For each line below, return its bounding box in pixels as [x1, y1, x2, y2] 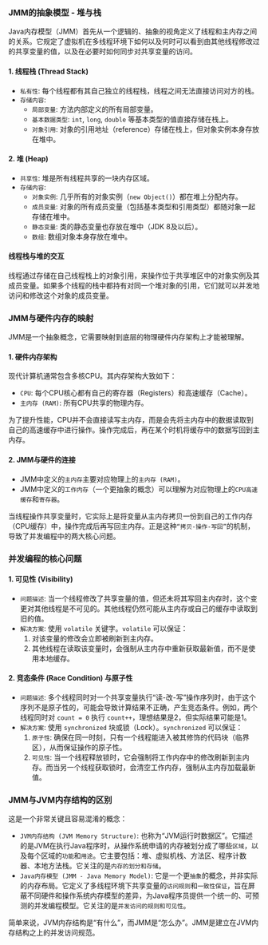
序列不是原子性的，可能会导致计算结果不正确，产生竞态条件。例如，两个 [19, 702, 258, 712]
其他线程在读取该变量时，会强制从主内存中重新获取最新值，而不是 [31, 643, 249, 653]
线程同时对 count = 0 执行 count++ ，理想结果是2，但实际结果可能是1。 [19, 713, 251, 722]
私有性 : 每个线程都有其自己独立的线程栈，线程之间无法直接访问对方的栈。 [19, 85, 259, 95]
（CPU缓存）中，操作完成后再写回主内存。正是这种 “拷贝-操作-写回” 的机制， [8, 521, 255, 530]
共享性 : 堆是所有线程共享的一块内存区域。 [19, 173, 154, 183]
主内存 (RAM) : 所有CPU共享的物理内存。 [19, 398, 148, 408]
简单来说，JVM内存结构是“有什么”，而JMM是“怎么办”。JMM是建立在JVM [8, 918, 252, 927]
